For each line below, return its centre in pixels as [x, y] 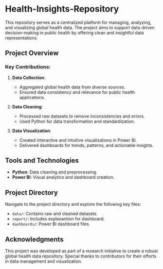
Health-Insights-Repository [62, 9]
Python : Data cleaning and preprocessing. [54, 172]
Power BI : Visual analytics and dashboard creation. [63, 177]
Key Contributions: [28, 67]
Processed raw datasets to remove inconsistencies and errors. [82, 116]
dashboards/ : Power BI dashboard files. [51, 224]
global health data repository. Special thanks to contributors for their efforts [81, 256]
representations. [21, 38]
